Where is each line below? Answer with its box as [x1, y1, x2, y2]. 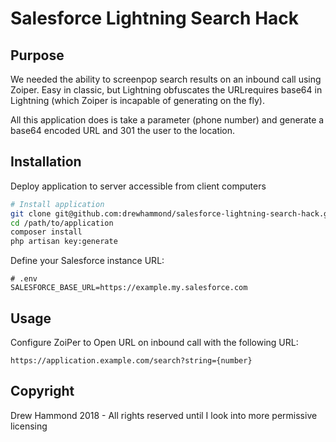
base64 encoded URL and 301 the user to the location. [10, 125, 236, 136]
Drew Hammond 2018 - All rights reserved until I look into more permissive [10, 409, 318, 421]
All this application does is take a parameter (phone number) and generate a [10, 114, 325, 126]
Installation [10, 153, 82, 171]
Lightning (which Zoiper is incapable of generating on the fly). [10, 95, 265, 106]
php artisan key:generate [10, 237, 118, 247]
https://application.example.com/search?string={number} [10, 356, 253, 366]
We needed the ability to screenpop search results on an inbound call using [10, 73, 322, 85]
